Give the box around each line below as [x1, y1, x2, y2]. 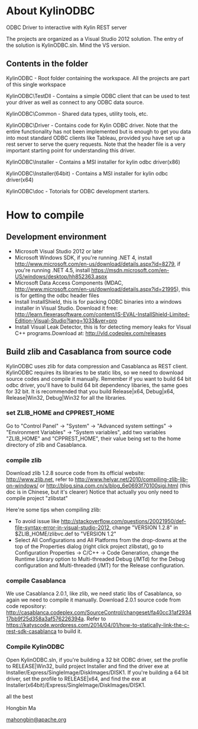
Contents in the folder [6, 59, 89, 69]
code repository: [6, 603, 47, 610]
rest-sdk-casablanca [6, 628, 57, 635]
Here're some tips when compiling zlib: [6, 506, 102, 514]
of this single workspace [6, 81, 66, 88]
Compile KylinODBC [6, 642, 65, 651]
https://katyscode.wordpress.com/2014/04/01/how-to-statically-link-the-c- [6, 622, 190, 629]
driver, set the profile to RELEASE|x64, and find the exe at [6, 675, 147, 682]
